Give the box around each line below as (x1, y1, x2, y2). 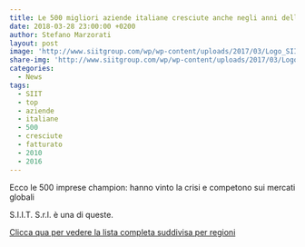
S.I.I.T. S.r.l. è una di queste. (9, 209, 113, 220)
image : (9, 47, 34, 56)
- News (17, 73, 43, 82)
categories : (9, 64, 54, 74)
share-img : (9, 55, 51, 64)
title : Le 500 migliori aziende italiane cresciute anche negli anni (9, 13, 279, 23)
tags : (9, 81, 30, 90)
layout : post (9, 38, 59, 48)
